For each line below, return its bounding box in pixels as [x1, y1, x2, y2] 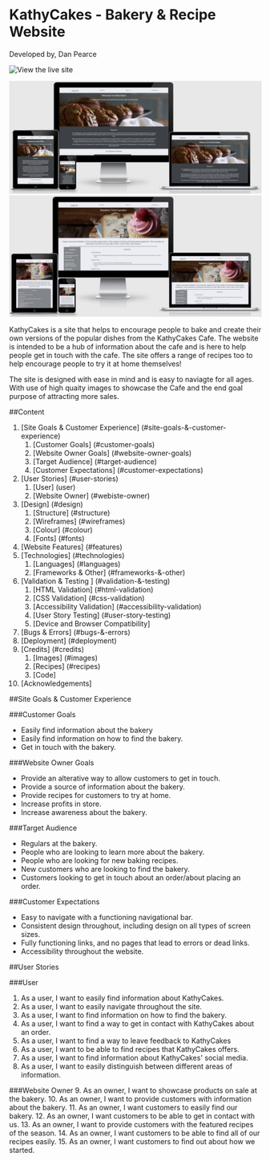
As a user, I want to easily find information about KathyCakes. [20, 993, 224, 1003]
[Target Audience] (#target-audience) [32, 457, 157, 466]
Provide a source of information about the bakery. [20, 782, 185, 792]
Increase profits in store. [20, 799, 102, 809]
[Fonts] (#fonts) [32, 534, 85, 544]
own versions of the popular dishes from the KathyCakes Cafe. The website [9, 333, 259, 343]
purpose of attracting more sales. [9, 392, 119, 401]
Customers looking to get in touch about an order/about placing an [20, 873, 241, 882]
